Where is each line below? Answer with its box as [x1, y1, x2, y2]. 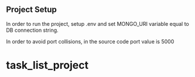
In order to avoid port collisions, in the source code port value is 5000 [6, 38, 175, 45]
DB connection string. [6, 26, 59, 34]
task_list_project [6, 59, 89, 72]
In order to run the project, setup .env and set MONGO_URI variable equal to [6, 20, 189, 27]
